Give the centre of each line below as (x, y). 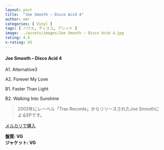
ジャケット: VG (20, 142)
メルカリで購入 (20, 125)
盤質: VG (14, 136)
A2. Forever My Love (27, 79)
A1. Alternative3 (21, 69)
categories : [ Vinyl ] (29, 24)
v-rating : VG (19, 42)
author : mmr (17, 19)
